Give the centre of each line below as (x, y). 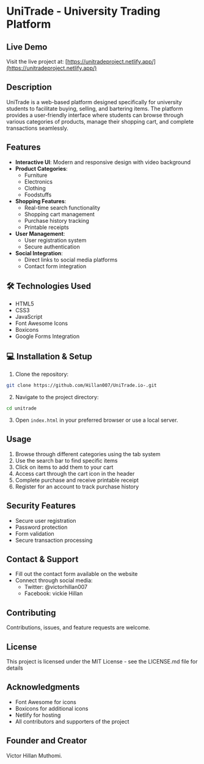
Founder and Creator (47, 741)
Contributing (31, 612)
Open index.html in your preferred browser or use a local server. (97, 420)
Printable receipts (46, 227)
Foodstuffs (38, 195)
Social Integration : (39, 253)
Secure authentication (52, 247)
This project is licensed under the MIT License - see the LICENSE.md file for (102, 662)
